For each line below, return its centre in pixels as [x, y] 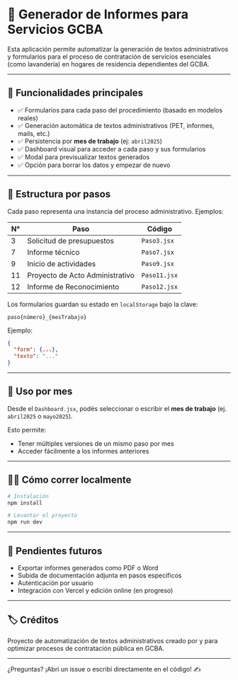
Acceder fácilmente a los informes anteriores [83, 451]
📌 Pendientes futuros [55, 551]
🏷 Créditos [33, 620]
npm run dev [25, 522]
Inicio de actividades [62, 263]
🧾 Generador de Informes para [98, 15]
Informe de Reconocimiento [73, 287]
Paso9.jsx [158, 264]
